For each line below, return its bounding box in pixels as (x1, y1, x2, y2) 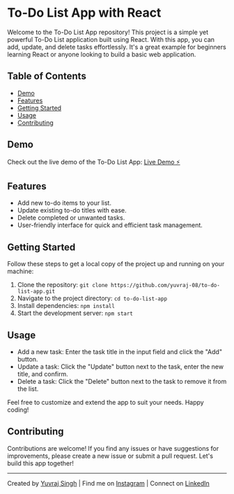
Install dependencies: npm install (17, 302, 115, 310)
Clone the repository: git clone (17, 281, 108, 289)
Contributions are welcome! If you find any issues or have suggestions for (7, 444, 219, 452)
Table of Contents (7, 70, 87, 82)
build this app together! (7, 458, 75, 468)
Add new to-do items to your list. (17, 199, 111, 207)
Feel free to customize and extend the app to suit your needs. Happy (7, 399, 204, 406)
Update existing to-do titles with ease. (17, 206, 127, 215)
